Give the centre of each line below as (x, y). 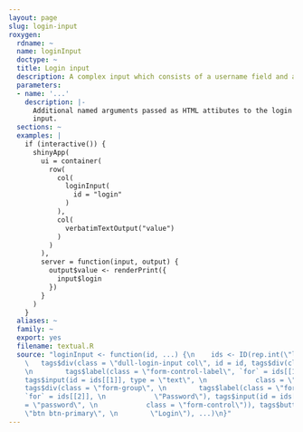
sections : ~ (39, 128)
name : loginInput (49, 52)
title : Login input (53, 69)
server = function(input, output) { (110, 262)
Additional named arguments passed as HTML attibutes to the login (162, 110)
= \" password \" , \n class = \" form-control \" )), (140, 405)
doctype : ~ (37, 60)
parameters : (39, 85)
